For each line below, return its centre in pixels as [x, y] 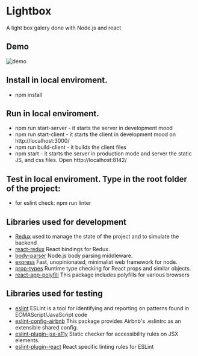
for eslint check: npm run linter [53, 203]
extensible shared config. [46, 327]
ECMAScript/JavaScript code [51, 314]
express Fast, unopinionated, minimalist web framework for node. [96, 262]
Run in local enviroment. [53, 114]
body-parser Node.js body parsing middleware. [74, 255]
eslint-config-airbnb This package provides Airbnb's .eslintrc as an [98, 321]
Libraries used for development [67, 222]
